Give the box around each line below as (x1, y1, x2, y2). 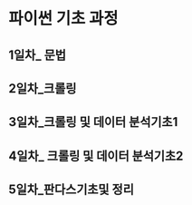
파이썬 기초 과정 (8, 8, 119, 29)
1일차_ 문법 (8, 47, 67, 63)
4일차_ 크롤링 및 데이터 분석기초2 (8, 148, 184, 163)
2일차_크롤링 (8, 81, 77, 96)
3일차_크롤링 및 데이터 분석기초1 (8, 114, 178, 130)
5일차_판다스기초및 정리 (8, 182, 135, 198)
